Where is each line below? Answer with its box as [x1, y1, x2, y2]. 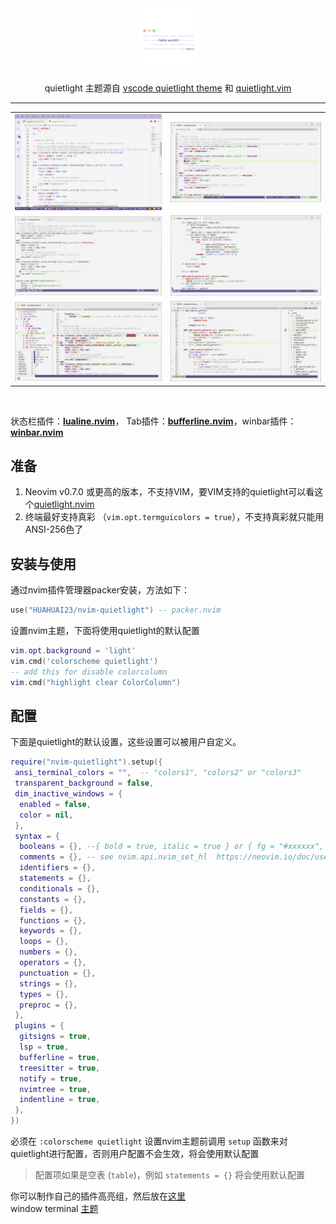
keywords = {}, [19, 926, 83, 936]
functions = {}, [19, 915, 87, 926]
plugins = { [14, 1021, 65, 1031]
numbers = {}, [19, 947, 78, 957]
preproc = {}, [19, 1000, 78, 1010]
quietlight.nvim [33, 498, 95, 511]
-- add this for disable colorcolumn [10, 667, 168, 677]
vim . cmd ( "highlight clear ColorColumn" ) [10, 677, 182, 687]
